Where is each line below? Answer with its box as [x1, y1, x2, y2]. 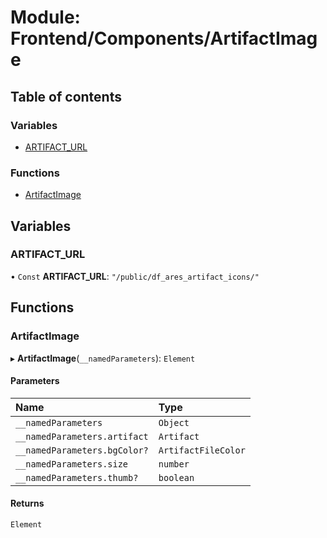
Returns [10, 497, 45, 510]
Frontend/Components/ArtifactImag [10, 27, 318, 50]
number [158, 458, 190, 470]
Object [158, 417, 190, 428]
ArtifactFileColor [158, 444, 246, 456]
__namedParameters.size [15, 458, 129, 470]
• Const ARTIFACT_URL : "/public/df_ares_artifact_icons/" [10, 270, 260, 282]
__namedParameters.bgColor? [15, 444, 149, 456]
